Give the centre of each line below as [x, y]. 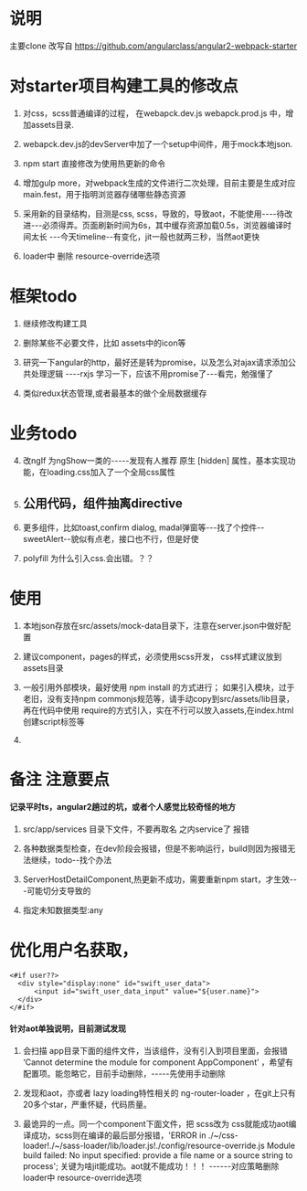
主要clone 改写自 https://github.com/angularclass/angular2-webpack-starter [153, 46]
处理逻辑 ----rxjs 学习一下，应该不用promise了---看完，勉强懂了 [152, 373]
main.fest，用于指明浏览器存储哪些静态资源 [104, 194]
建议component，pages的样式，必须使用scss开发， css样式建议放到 [152, 656]
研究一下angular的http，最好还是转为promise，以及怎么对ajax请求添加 [155, 362]
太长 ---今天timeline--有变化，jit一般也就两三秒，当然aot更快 [145, 236]
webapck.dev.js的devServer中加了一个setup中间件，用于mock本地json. [158, 144]
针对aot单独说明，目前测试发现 [68, 1028]
